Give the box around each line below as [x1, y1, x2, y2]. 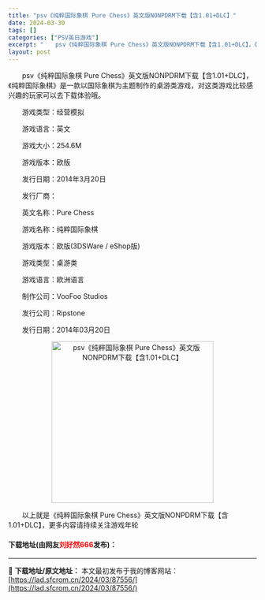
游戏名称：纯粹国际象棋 [21, 225, 99, 233]
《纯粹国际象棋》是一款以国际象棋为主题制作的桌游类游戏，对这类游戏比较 [8, 80, 247, 90]
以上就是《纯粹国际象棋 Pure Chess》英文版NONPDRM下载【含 [21, 510, 229, 520]
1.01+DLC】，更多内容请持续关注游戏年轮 [8, 520, 140, 529]
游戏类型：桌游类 [21, 258, 77, 267]
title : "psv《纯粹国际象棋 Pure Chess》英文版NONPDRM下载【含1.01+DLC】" [8, 11, 237, 20]
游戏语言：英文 [21, 124, 71, 133]
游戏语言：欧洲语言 [21, 275, 84, 284]
